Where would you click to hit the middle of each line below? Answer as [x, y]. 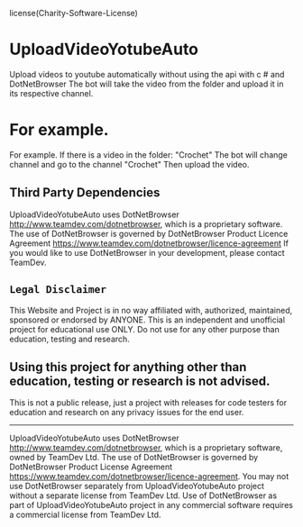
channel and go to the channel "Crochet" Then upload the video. [129, 164]
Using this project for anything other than [128, 367]
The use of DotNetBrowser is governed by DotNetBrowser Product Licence [149, 233]
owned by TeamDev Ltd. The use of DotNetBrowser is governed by [134, 458]
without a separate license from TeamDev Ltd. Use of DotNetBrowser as [143, 495]
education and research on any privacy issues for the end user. [127, 413]
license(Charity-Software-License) [73, 13]
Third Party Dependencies [85, 193]
